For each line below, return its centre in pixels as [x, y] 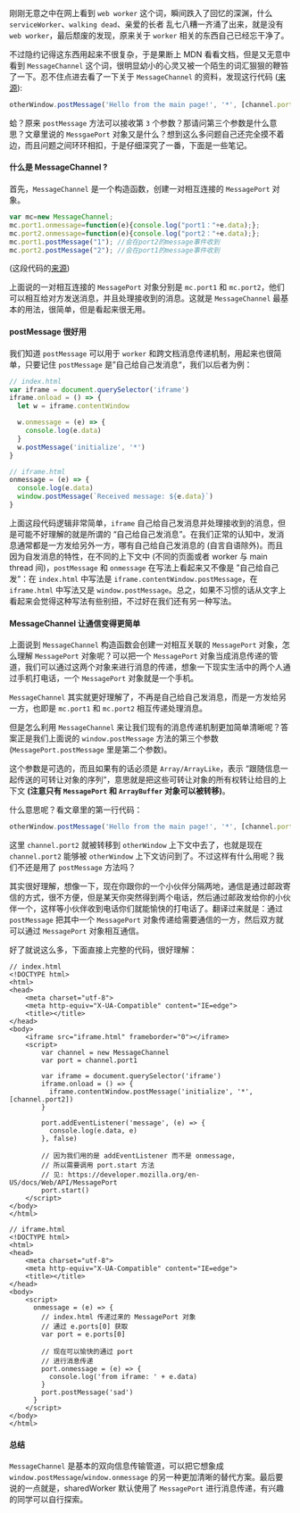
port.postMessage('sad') [87, 1392]
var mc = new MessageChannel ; [62, 217]
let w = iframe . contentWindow [73, 406]
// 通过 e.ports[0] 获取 [85, 1326]
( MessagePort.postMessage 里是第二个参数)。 [91, 750]
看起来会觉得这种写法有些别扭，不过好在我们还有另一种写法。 [123, 601]
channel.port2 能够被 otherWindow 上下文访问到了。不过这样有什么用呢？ [143, 856]
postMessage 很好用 [48, 332]
